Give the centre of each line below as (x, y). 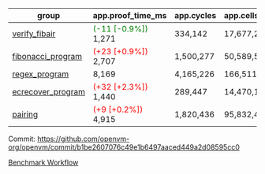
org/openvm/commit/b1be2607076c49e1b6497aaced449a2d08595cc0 (124, 147)
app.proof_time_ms (130, 15)
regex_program (41, 74)
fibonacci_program (47, 56)
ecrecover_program (49, 92)
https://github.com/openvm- (84, 139)
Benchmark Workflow (43, 162)
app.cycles (196, 15)
